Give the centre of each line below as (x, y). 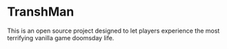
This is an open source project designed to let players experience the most (113, 31)
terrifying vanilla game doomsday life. (61, 37)
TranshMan (41, 12)
